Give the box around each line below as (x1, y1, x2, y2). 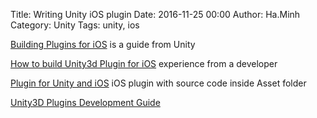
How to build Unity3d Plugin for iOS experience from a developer (10, 58, 278, 69)
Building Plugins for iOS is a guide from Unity (10, 39, 196, 50)
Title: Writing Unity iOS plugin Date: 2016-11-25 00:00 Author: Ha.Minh (10, 9, 301, 20)
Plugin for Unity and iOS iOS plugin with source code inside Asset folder (10, 77, 307, 89)
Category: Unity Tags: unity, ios (10, 19, 140, 31)
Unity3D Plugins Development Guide (10, 97, 161, 108)
